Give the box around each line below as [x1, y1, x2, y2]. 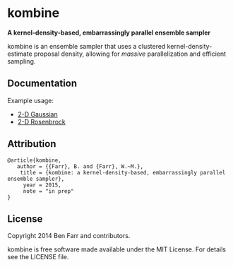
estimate [7, 49, 33, 58]
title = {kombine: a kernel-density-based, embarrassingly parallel [20, 169, 226, 176]
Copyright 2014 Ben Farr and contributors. [7, 232, 131, 240]
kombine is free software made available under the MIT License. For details [7, 245, 226, 254]
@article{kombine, [7, 157, 61, 164]
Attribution [7, 138, 56, 150]
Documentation [7, 78, 78, 90]
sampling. [7, 57, 36, 65]
